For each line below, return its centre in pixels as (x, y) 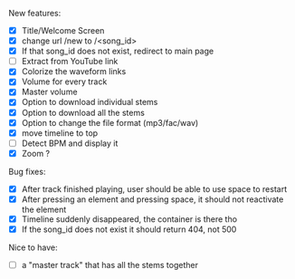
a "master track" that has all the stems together (109, 265)
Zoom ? (36, 153)
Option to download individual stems (90, 102)
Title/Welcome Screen (63, 30)
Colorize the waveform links (74, 72)
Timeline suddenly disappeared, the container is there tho (129, 219)
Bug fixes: (27, 171)
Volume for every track (64, 82)
